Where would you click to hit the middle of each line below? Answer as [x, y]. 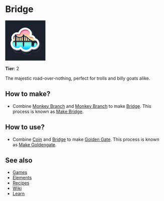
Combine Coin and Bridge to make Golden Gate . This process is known [86, 139]
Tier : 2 [12, 68]
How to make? [28, 94]
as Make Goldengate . [34, 144]
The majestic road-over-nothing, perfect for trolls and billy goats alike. [78, 78]
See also [19, 160]
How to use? [25, 127]
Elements [22, 178]
